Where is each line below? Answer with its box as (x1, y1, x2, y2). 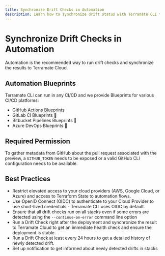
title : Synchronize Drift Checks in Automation (5, 7, 105, 12)
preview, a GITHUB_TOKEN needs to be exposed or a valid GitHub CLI (5, 156, 140, 161)
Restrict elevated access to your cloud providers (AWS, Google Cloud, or (12, 188, 160, 193)
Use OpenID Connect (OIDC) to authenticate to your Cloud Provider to (12, 198, 154, 204)
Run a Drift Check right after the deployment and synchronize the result (12, 219, 157, 225)
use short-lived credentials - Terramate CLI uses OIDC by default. (12, 203, 145, 209)
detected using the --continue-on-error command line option (12, 214, 137, 220)
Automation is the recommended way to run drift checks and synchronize (5, 60, 154, 65)
